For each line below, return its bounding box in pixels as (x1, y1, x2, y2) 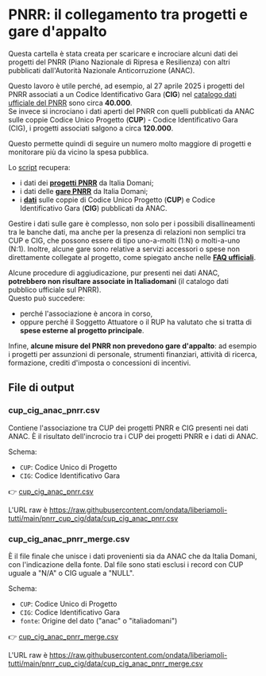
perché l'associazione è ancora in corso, (19, 309, 153, 318)
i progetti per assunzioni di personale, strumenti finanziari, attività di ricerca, (8, 349, 258, 359)
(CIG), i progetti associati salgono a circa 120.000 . (8, 123, 174, 133)
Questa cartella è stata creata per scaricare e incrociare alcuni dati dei (8, 49, 238, 58)
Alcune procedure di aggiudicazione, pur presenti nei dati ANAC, (8, 268, 220, 278)
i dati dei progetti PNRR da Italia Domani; (19, 177, 154, 188)
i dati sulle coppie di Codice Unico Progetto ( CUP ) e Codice (19, 195, 216, 204)
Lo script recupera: (8, 162, 71, 172)
